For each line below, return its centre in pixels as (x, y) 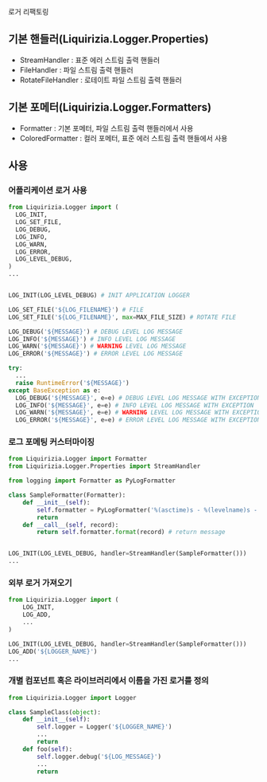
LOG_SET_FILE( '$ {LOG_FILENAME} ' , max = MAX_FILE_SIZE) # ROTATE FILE (122, 317)
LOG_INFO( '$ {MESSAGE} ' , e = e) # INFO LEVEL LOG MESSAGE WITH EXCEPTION (135, 405)
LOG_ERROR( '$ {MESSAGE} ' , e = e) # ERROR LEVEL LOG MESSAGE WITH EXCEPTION (138, 420)
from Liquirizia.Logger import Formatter (78, 459)
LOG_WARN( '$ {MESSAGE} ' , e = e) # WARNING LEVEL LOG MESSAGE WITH (122, 413)
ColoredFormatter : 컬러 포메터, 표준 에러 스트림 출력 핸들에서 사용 (124, 138)
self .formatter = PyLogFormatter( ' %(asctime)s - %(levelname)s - (147, 510)
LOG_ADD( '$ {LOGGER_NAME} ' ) (53, 651)
